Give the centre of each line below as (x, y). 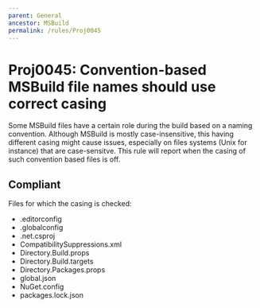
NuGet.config (42, 287)
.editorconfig (41, 219)
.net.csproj (37, 236)
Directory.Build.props (54, 253)
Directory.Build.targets (56, 261)
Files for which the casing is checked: (70, 204)
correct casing (58, 103)
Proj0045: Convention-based (107, 70)
